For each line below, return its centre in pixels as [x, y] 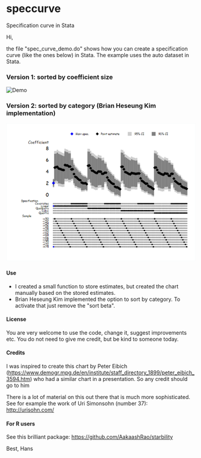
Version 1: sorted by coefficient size [59, 77]
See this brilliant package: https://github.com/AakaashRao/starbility [90, 437]
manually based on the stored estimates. [65, 292]
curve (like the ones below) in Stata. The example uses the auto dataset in [98, 55]
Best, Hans [20, 449]
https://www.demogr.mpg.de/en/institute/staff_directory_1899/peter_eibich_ [101, 373]
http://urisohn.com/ [30, 410]
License [16, 319]
